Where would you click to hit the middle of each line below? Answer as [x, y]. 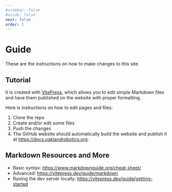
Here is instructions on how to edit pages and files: [59, 108]
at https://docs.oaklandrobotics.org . [51, 139]
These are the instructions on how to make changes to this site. [72, 64]
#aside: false [21, 15]
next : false [18, 19]
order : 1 [15, 24]
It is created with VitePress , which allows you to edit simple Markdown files [85, 92]
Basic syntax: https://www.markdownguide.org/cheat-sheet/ [77, 167]
